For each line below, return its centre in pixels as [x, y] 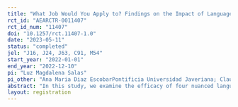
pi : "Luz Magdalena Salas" [47, 73]
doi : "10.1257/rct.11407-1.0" [52, 33]
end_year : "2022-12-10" [42, 66]
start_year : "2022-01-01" [45, 60]
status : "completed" [38, 46]
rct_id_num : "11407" [38, 27]
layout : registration [39, 92]
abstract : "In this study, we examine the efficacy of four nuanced [110, 86]
